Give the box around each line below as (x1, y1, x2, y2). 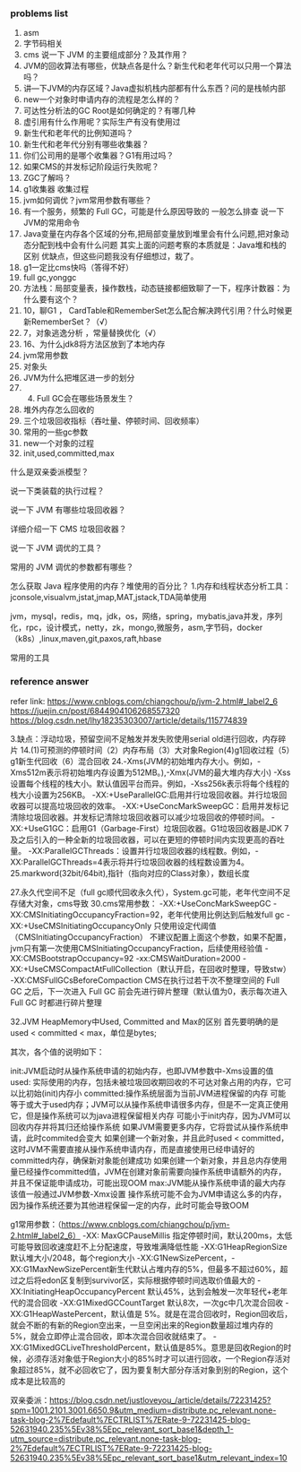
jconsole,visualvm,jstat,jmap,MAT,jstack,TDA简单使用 (10, 592, 207, 603)
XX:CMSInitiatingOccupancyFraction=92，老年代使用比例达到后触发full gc (10, 908, 285, 920)
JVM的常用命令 (22, 218, 81, 228)
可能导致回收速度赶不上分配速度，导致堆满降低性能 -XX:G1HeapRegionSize (10, 1241, 288, 1252)
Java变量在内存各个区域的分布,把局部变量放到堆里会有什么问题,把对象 (22, 228, 281, 239)
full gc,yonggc (22, 272, 77, 283)
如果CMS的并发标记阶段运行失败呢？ (22, 161, 159, 172)
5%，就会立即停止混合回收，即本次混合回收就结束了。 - (10, 1330, 218, 1341)
